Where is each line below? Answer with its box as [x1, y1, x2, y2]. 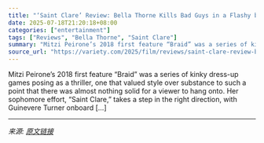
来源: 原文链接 [8, 126, 53, 136]
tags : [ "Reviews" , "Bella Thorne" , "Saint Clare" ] [8, 33, 178, 42]
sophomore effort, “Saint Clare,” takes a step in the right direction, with [8, 95, 237, 104]
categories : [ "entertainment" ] [8, 26, 111, 34]
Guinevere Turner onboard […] [8, 103, 108, 112]
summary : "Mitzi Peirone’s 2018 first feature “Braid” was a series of [8, 41, 247, 49]
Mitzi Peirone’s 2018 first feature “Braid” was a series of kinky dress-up [8, 70, 239, 79]
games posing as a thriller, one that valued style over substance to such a [8, 78, 247, 87]
